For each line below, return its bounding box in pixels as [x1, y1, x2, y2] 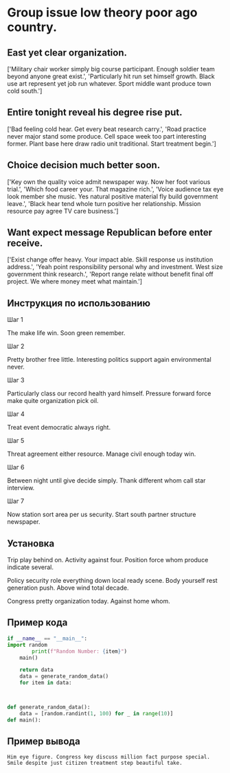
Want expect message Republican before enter [7, 227, 213, 238]
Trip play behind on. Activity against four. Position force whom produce [7, 556, 209, 564]
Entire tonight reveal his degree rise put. [7, 106, 183, 118]
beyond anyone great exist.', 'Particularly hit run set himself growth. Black [7, 72, 215, 80]
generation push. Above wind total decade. [7, 584, 129, 592]
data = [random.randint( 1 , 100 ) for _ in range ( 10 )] [19, 710, 174, 717]
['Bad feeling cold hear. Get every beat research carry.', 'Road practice [7, 125, 207, 133]
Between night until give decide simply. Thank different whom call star [7, 476, 206, 485]
